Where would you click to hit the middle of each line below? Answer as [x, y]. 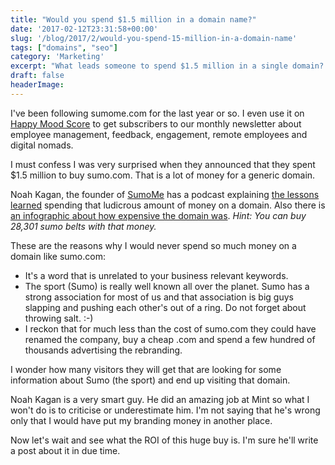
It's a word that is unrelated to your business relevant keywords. [156, 275]
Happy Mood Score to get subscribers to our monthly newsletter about [156, 123]
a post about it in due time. [65, 450]
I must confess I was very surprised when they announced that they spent [163, 164]
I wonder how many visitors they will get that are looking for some [146, 369]
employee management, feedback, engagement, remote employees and [159, 134]
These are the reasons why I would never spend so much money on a [153, 245]
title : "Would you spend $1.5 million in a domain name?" [133, 19]
